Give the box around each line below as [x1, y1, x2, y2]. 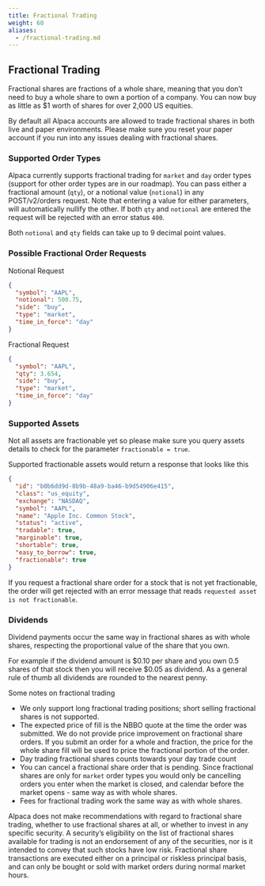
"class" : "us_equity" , [15, 489, 90, 497]
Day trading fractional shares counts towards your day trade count [19, 754, 237, 763]
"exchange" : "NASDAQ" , [15, 496, 90, 505]
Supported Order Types [8, 152, 101, 163]
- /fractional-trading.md [15, 33, 101, 42]
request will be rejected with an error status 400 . [8, 213, 165, 222]
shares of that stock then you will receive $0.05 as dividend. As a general [8, 664, 248, 674]
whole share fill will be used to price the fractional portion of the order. [19, 745, 250, 755]
